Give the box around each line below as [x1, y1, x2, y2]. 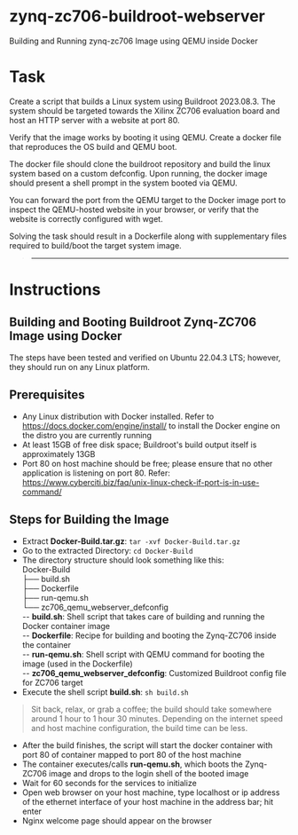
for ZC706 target [21, 677, 83, 688]
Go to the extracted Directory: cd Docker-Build [21, 545, 193, 555]
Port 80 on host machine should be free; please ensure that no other [21, 458, 273, 469]
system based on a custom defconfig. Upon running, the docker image [9, 168, 268, 178]
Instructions [9, 280, 101, 300]
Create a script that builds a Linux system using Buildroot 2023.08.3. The [9, 96, 277, 106]
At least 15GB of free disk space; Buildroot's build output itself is [21, 439, 257, 450]
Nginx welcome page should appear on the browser [21, 815, 213, 826]
